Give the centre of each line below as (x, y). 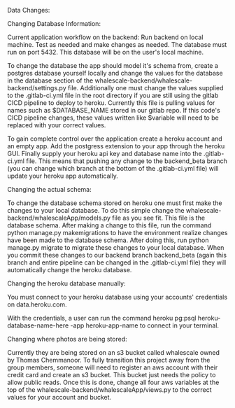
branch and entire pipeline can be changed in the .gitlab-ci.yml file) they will (117, 262)
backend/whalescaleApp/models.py (59, 218)
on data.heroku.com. (37, 304)
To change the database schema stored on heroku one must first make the (115, 203)
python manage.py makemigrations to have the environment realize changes (117, 233)
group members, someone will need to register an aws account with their (113, 367)
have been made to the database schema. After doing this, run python (108, 240)
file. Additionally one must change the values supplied (145, 88)
